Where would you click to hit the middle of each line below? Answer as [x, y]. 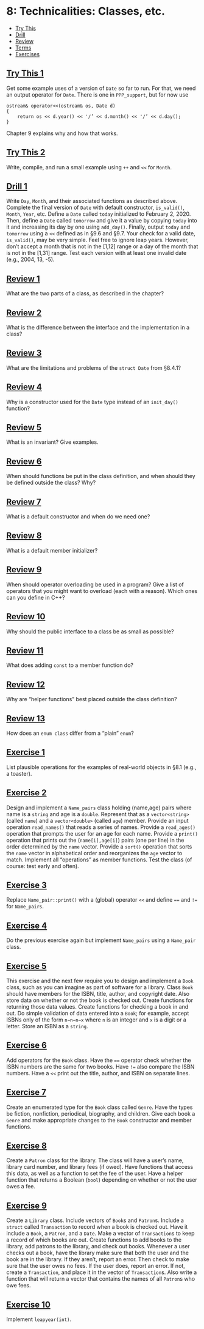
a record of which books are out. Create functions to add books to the [94, 1240]
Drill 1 [17, 186]
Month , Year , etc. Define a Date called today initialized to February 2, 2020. [99, 214]
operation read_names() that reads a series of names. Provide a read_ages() [101, 827]
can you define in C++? [36, 597]
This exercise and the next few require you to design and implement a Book [100, 981]
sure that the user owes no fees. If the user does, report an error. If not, [96, 1266]
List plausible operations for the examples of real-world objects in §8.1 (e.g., [101, 767]
